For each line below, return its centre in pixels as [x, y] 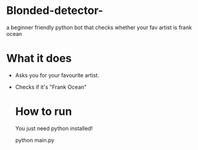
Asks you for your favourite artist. [57, 75]
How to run [43, 111]
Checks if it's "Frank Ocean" [51, 87]
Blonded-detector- [55, 11]
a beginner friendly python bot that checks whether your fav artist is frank [99, 27]
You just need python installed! [54, 128]
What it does [39, 59]
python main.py [35, 140]
